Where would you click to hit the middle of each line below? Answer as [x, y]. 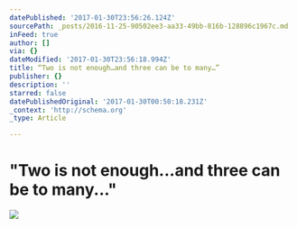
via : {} [24, 51]
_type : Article [38, 118]
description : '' [40, 85]
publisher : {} [36, 77]
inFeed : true [34, 34]
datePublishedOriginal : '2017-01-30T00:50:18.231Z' [108, 101]
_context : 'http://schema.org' [68, 110]
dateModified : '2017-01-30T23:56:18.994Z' [90, 59]
